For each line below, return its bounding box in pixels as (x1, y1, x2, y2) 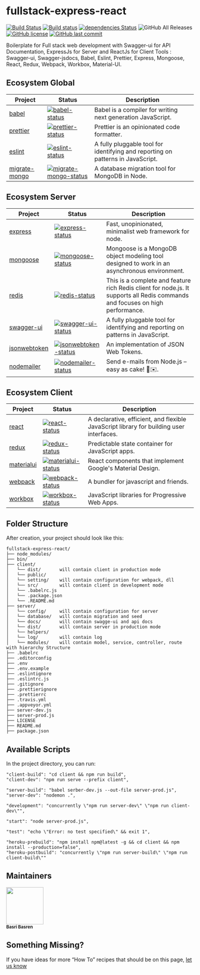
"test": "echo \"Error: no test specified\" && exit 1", (6, 829, 151, 835)
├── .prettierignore (6, 686, 58, 692)
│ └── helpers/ (6, 629, 49, 635)
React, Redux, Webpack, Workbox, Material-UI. (6, 61, 122, 68)
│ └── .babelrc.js (6, 588, 58, 594)
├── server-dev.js (6, 707, 52, 713)
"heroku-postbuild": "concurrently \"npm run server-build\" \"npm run (6, 849, 187, 855)
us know (6, 962, 27, 969)
